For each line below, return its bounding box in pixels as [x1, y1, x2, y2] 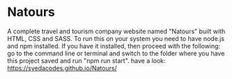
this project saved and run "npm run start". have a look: [7, 56, 166, 64]
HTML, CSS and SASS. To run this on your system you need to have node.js [7, 34, 225, 42]
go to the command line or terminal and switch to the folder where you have [7, 49, 225, 58]
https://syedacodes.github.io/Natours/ [7, 64, 117, 72]
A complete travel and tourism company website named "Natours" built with [7, 27, 226, 35]
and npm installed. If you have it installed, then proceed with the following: [7, 42, 221, 50]
